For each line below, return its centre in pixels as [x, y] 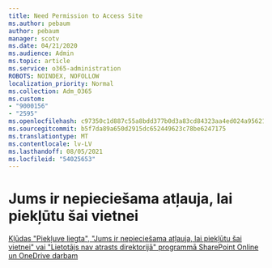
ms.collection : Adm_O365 [50, 91]
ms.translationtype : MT [49, 136]
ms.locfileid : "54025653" [52, 159]
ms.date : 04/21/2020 [43, 46]
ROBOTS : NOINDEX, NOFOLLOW [54, 76]
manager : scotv [34, 38]
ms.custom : [27, 99]
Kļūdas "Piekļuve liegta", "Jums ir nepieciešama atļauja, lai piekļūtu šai [125, 239]
